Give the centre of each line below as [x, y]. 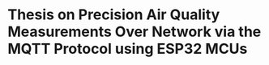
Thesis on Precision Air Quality [114, 15]
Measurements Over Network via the [134, 32]
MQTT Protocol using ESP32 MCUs [128, 49]
